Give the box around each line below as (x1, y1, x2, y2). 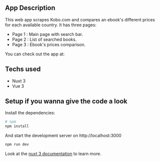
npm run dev (5, 142, 29, 147)
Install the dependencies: (5, 110, 56, 116)
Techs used (5, 65, 41, 73)
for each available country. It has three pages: (5, 22, 97, 28)
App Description (5, 4, 56, 12)
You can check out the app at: (5, 51, 65, 57)
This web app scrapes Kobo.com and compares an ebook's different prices (5, 16, 155, 22)
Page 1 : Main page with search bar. (12, 31, 83, 37)
